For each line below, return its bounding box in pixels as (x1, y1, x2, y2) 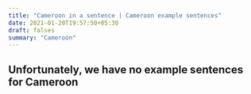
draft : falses (8, 26, 56, 34)
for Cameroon (8, 75, 79, 88)
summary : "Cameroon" (8, 33, 77, 42)
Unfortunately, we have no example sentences (8, 62, 244, 76)
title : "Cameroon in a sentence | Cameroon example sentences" (8, 11, 222, 20)
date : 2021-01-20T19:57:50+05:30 (8, 19, 119, 27)
